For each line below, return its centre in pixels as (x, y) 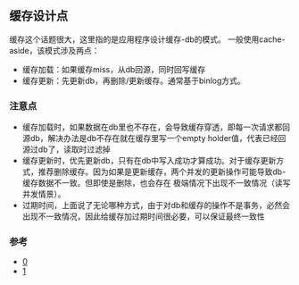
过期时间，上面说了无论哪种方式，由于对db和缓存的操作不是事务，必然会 (156, 205)
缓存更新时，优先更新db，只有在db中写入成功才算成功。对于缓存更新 (149, 161)
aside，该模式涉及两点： (54, 50)
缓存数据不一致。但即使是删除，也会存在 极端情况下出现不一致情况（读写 (156, 183)
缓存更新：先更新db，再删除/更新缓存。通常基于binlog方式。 (133, 80)
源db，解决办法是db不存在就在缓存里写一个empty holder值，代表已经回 (154, 138)
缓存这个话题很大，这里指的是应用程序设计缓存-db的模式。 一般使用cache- (147, 39)
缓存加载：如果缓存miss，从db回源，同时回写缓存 (114, 69)
